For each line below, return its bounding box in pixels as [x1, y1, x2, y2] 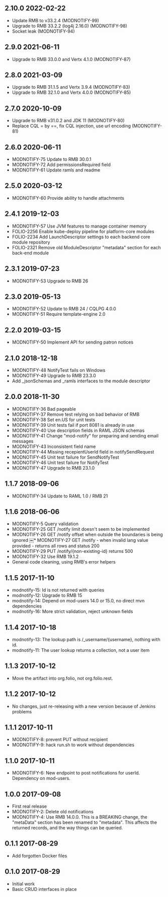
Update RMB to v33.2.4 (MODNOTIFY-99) [12, 17, 99, 23]
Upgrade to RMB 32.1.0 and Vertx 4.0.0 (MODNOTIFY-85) [12, 89, 131, 95]
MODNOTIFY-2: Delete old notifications [12, 809, 94, 815]
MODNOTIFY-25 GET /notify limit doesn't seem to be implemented [12, 526, 150, 532]
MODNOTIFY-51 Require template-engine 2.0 [12, 311, 106, 317]
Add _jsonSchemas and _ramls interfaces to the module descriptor [12, 378, 150, 384]
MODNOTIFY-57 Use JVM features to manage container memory [12, 223, 147, 229]
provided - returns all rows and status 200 [12, 543, 100, 549]
